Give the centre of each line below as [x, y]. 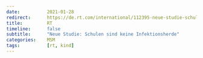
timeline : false [34, 29]
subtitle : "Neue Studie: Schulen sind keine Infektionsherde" [93, 34]
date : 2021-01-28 [40, 12]
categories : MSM [31, 40]
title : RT [29, 23]
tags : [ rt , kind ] [40, 46]
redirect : [19, 18]
